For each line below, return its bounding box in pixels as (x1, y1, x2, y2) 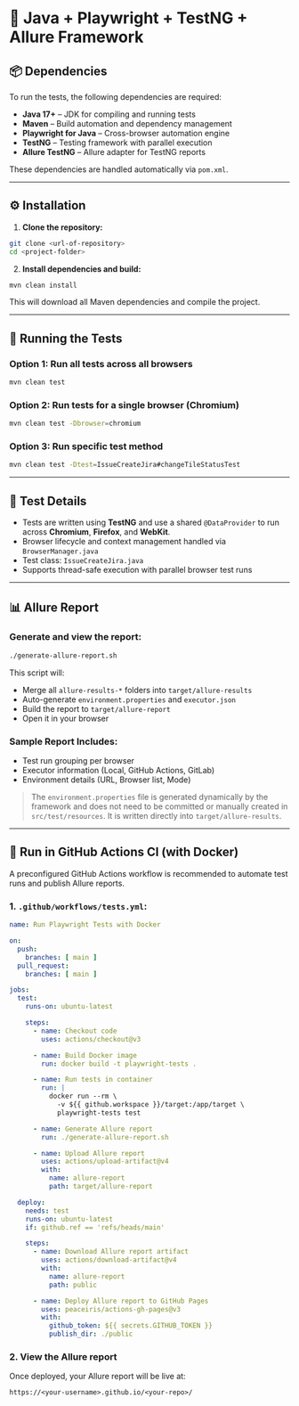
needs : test (25, 1206, 69, 1215)
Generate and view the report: (9, 631, 142, 643)
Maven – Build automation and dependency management (21, 119, 233, 128)
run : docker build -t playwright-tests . (41, 1059, 198, 1068)
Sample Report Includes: (9, 735, 118, 748)
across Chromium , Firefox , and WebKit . (21, 527, 171, 537)
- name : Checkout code (32, 1026, 117, 1035)
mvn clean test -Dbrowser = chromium (9, 419, 141, 429)
